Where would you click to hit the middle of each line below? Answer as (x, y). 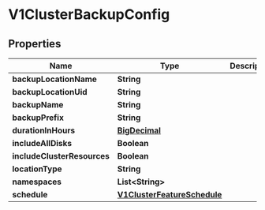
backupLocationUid (50, 92)
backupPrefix (38, 118)
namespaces (37, 182)
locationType (37, 169)
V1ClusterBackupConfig (89, 15)
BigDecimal (139, 130)
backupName (38, 105)
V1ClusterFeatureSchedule (170, 195)
